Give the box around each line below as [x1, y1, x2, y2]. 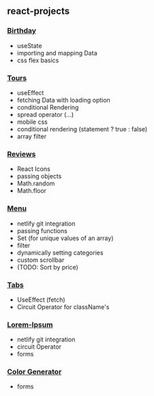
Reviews [7, 149, 36, 159]
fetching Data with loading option [16, 96, 110, 104]
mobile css [16, 118, 48, 126]
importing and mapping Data [16, 49, 97, 57]
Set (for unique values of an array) [16, 234, 114, 242]
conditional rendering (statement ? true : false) [16, 124, 148, 133]
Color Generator [7, 367, 62, 377]
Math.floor [16, 187, 46, 195]
